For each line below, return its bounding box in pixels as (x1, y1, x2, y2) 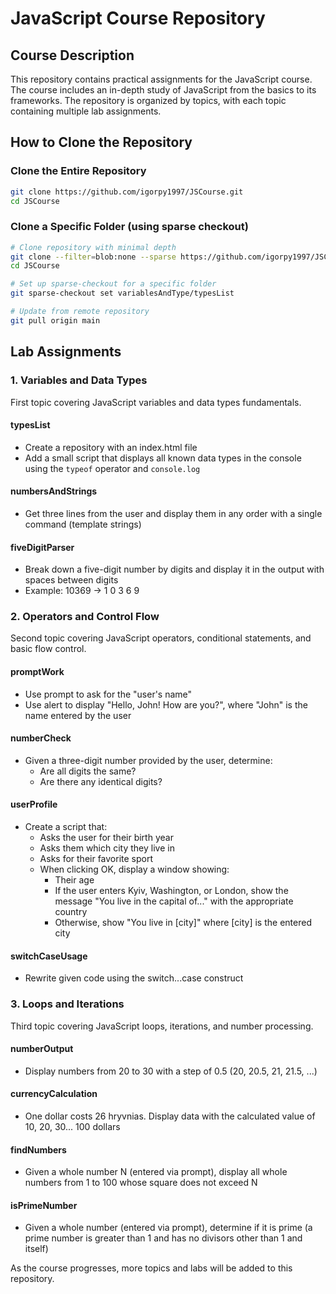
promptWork (10, 666, 65, 678)
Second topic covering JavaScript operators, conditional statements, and (10, 632, 312, 644)
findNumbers (10, 1143, 67, 1156)
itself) (24, 1243, 49, 1255)
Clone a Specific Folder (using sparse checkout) (10, 220, 249, 234)
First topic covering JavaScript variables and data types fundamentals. (10, 396, 302, 408)
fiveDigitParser (10, 541, 75, 553)
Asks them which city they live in (39, 842, 175, 854)
